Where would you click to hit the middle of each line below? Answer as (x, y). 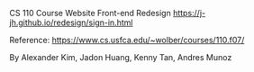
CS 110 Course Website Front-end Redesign (90, 13)
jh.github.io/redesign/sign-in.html (71, 22)
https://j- (189, 13)
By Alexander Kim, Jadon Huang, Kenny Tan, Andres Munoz (121, 57)
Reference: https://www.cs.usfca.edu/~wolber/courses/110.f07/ (127, 40)
